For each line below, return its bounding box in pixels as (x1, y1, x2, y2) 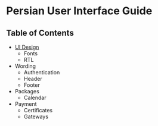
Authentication (23, 69, 60, 75)
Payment (14, 100, 37, 108)
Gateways (23, 113, 49, 120)
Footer (23, 81, 40, 89)
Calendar (23, 94, 47, 101)
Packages (14, 88, 40, 94)
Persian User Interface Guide (6, 4, 153, 18)
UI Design (14, 43, 39, 51)
